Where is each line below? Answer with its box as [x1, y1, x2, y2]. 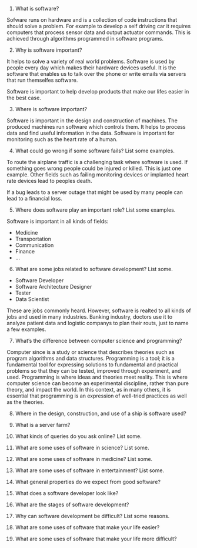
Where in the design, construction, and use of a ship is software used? [15, 410, 187, 417]
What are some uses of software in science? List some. [15, 444, 149, 451]
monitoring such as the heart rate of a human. [6, 136, 118, 143]
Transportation [15, 235, 52, 242]
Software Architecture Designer [15, 283, 92, 290]
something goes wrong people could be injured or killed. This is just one [6, 165, 182, 172]
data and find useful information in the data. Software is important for [6, 129, 175, 136]
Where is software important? [15, 106, 88, 112]
